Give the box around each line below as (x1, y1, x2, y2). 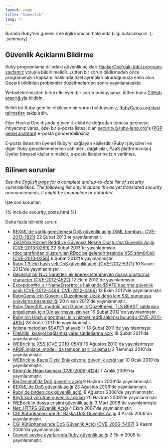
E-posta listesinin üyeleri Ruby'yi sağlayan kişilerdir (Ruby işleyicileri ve (5, 140, 152, 146)
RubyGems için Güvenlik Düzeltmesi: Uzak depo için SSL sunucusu (12, 293, 151, 298)
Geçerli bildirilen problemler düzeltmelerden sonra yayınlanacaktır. (5, 80, 142, 86)
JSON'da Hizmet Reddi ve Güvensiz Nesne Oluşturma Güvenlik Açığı (12, 240, 155, 245)
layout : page (5, 7, 33, 13)
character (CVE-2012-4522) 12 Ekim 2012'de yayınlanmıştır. (12, 277, 136, 282)
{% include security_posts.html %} (5, 209, 77, 215)
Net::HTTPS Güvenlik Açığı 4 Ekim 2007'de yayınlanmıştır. (12, 405, 132, 411)
